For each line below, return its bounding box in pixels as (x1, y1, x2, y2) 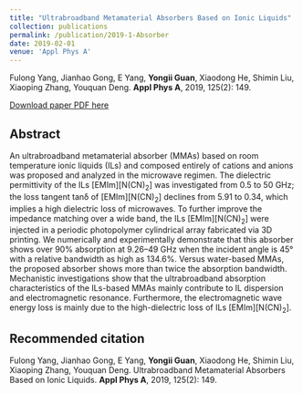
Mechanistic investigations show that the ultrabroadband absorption (9, 273, 266, 284)
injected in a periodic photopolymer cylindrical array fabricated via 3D (9, 224, 273, 235)
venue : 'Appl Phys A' (9, 47, 92, 57)
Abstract (9, 126, 61, 141)
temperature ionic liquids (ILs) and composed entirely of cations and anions (9, 160, 294, 171)
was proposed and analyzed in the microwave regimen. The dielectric (9, 170, 272, 181)
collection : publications (9, 22, 108, 31)
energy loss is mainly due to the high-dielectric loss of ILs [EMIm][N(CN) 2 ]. (9, 302, 292, 316)
